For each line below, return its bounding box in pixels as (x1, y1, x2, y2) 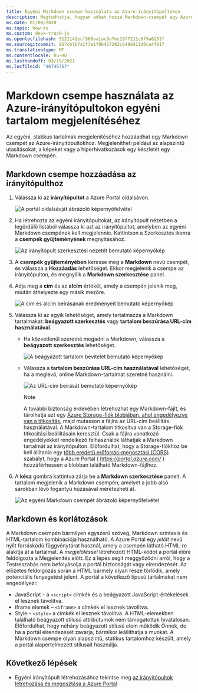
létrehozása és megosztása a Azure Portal (14, 680, 118, 687)
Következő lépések (6, 658, 78, 668)
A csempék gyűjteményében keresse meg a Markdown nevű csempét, (14, 259, 190, 266)
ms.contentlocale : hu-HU (6, 52, 67, 58)
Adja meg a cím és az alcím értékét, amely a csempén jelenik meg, (14, 282, 178, 289)
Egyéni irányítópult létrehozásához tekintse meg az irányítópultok (14, 674, 173, 681)
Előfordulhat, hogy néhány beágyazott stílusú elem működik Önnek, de (14, 622, 187, 629)
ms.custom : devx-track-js (6, 31, 70, 37)
